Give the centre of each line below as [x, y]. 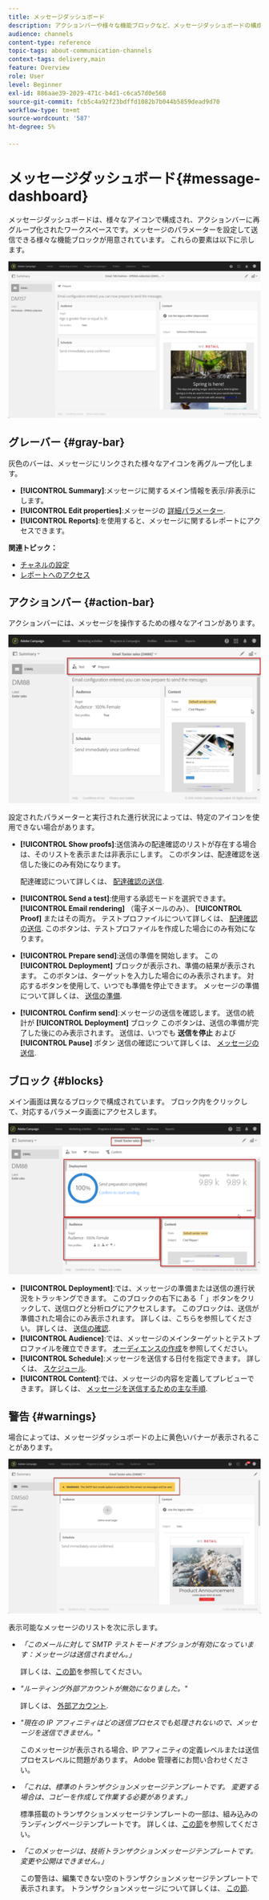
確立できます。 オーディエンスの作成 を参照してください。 [157, 1349]
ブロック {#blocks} [56, 1081]
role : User [26, 76]
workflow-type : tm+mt [44, 110]
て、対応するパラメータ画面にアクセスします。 [85, 1111]
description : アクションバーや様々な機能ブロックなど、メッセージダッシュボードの [129, 25]
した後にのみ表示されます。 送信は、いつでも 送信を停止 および [131, 1033]
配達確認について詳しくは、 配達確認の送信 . [92, 881]
